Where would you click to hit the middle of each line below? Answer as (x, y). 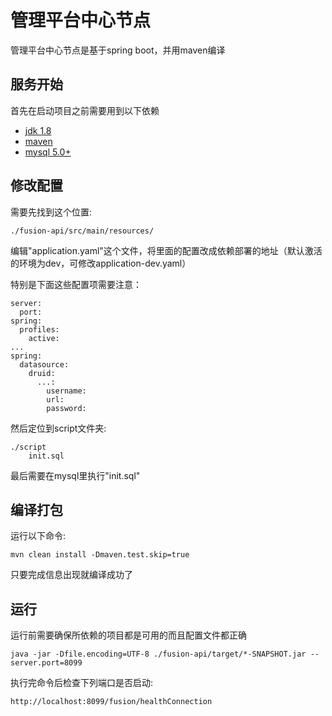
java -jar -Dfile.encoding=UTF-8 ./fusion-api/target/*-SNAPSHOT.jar (158, 654)
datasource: (44, 364)
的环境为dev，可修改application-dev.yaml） (101, 263)
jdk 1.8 (38, 130)
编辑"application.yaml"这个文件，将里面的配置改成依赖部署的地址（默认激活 (166, 250)
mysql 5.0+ (48, 152)
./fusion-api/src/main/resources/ (82, 231)
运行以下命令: (38, 536)
